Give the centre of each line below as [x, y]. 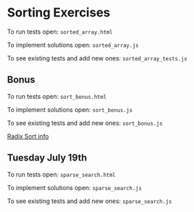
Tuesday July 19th [47, 158]
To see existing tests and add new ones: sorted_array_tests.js [97, 58]
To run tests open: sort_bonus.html [57, 96]
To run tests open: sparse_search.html [62, 174]
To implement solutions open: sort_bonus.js [70, 109]
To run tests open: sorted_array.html [60, 32]
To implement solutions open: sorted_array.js [73, 45]
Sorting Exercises [59, 13]
